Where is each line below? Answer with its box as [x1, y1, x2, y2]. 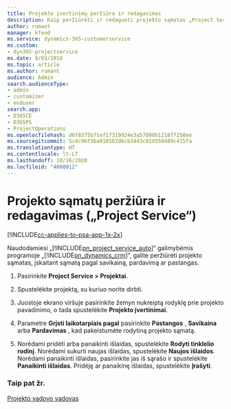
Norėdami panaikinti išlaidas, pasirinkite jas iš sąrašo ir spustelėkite [16, 354, 208, 362]
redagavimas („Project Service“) [7, 208, 197, 223]
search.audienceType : [7, 80, 69, 87]
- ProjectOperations [7, 125, 67, 132]
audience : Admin [7, 74, 54, 81]
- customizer [7, 93, 45, 100]
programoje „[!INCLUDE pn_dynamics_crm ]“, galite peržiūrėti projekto [7, 251, 203, 259]
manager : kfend [7, 29, 51, 36]
